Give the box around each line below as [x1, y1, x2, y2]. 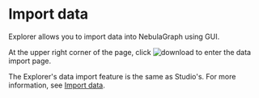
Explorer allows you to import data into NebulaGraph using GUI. [8, 32, 220, 41]
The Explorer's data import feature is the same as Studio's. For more [8, 71, 236, 81]
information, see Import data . [8, 80, 105, 90]
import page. [8, 56, 51, 66]
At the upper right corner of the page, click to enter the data [8, 47, 252, 57]
